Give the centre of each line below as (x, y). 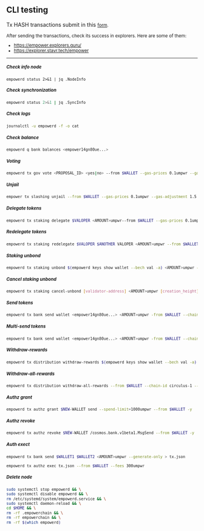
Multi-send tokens (26, 327)
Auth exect (18, 445)
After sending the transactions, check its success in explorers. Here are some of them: (97, 36)
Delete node (19, 477)
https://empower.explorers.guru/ (48, 46)
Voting (14, 161)
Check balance (23, 137)
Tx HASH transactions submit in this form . (58, 24)
